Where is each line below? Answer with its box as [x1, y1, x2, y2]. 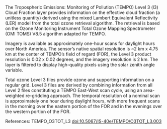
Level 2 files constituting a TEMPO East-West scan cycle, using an [5, 87, 142, 93]
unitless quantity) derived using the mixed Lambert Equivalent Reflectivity [5, 15, 158, 20]
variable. [5, 67, 24, 73]
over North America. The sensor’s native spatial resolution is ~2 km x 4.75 [5, 46, 158, 51]
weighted [5, 92, 25, 98]
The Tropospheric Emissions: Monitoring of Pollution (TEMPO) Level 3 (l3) [5, 4, 158, 10]
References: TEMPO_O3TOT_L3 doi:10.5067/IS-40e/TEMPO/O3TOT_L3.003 [5, 118, 162, 124]
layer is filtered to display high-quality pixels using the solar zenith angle [5, 62, 155, 67]
